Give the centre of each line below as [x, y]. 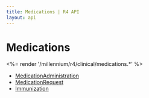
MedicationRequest [39, 82]
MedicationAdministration [47, 76]
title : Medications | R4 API [43, 12]
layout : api [21, 18]
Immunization [32, 89]
